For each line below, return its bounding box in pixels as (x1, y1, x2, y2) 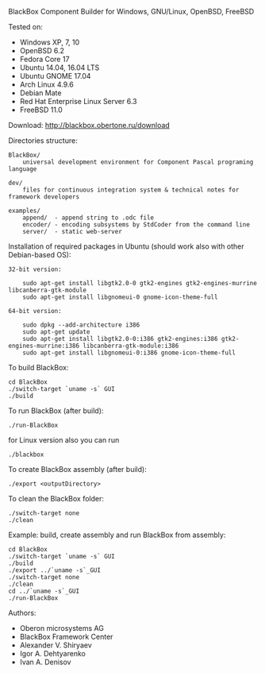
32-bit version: (8, 265, 62, 273)
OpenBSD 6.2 (19, 46, 65, 55)
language (8, 165, 37, 173)
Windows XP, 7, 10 (19, 37, 80, 47)
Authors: (8, 608, 36, 617)
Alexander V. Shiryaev (19, 640, 93, 650)
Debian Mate (19, 88, 62, 98)
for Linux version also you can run (8, 435, 120, 444)
